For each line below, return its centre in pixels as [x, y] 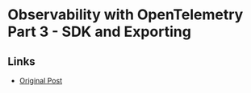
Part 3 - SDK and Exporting [99, 32]
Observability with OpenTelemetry [125, 15]
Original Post [40, 81]
